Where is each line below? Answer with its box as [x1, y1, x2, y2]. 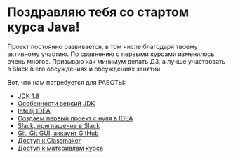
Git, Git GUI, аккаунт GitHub [17, 129, 100, 137]
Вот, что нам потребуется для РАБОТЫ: [7, 78, 126, 86]
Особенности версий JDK [17, 99, 95, 107]
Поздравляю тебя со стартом [7, 4, 189, 20]
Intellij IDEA [17, 106, 51, 115]
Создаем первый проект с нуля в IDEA [17, 113, 133, 123]
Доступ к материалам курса [17, 144, 104, 152]
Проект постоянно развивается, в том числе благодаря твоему [7, 42, 198, 50]
